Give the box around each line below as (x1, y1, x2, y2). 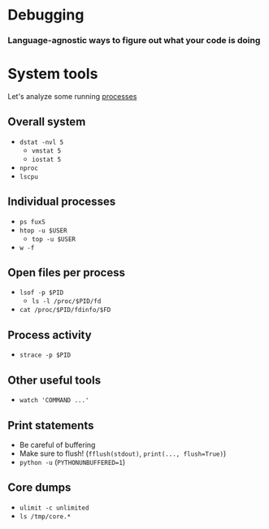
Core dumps (7, 481, 72, 495)
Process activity (7, 327, 92, 342)
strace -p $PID (19, 351, 72, 359)
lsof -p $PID (19, 288, 64, 297)
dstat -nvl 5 (19, 138, 64, 146)
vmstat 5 (31, 146, 62, 155)
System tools (7, 65, 98, 83)
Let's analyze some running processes (7, 92, 137, 102)
